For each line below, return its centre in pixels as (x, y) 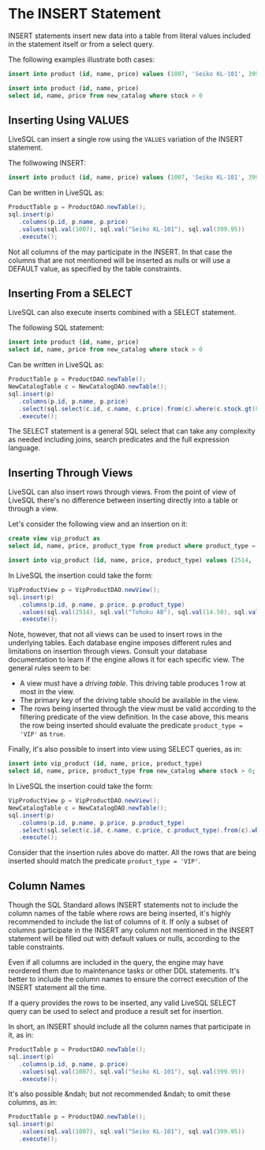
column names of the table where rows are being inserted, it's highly (119, 913)
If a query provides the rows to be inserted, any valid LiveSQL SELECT (122, 1003)
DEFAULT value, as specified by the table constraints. (95, 268)
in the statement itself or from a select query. (81, 44)
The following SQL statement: (56, 328)
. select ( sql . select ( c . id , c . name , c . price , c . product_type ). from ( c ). (135, 830)
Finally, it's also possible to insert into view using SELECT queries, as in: (125, 750)
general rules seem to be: (50, 668)
